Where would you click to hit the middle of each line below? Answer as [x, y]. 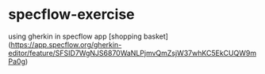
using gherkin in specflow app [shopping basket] [88, 36]
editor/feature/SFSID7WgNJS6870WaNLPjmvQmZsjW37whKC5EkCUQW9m [132, 53]
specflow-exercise [71, 15]
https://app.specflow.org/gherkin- [66, 44]
